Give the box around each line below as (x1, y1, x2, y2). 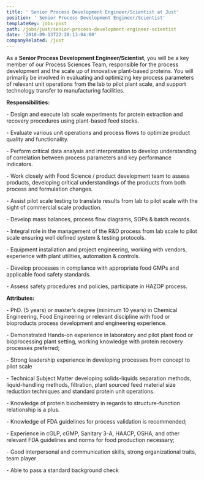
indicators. (6, 161, 34, 167)
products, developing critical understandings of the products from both (6, 179, 186, 186)
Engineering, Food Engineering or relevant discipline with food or (6, 313, 170, 320)
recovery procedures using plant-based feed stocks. (6, 117, 140, 124)
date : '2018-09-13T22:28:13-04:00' (6, 32, 97, 38)
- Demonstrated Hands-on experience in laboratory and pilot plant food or (6, 332, 194, 338)
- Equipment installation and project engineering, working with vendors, (6, 246, 187, 253)
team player (6, 455, 37, 462)
